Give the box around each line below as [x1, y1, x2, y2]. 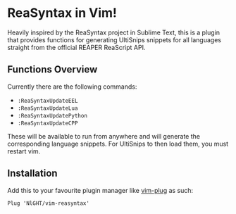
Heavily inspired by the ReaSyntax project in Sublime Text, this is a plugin [7, 28, 221, 37]
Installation [7, 168, 58, 180]
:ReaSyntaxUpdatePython [17, 112, 88, 119]
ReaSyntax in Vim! [7, 5, 118, 21]
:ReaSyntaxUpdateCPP [17, 120, 78, 127]
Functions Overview [7, 63, 98, 75]
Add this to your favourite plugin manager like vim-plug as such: [7, 186, 194, 194]
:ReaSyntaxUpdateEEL [17, 97, 78, 104]
